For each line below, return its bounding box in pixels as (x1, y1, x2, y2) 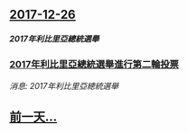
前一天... (9, 110, 58, 125)
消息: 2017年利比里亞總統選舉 (9, 80, 119, 91)
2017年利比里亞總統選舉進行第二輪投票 (9, 58, 179, 71)
